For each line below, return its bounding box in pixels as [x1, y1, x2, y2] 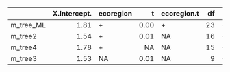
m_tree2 [10, 32, 38, 40]
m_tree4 [10, 43, 38, 52]
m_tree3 [10, 54, 38, 63]
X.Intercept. [52, 9, 92, 18]
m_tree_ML [10, 21, 47, 29]
